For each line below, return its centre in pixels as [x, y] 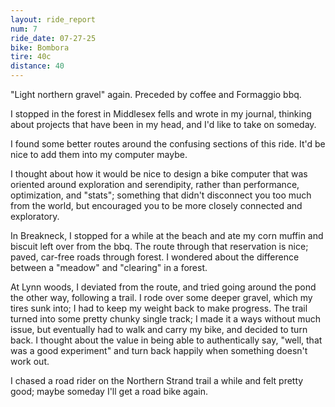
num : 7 [24, 29]
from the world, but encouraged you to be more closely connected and [156, 205]
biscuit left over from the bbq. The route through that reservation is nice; [159, 246]
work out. [30, 361]
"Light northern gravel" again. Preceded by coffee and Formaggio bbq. [156, 94]
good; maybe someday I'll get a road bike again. [109, 391]
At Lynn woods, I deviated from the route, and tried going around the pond [163, 287]
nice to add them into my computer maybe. [99, 154]
